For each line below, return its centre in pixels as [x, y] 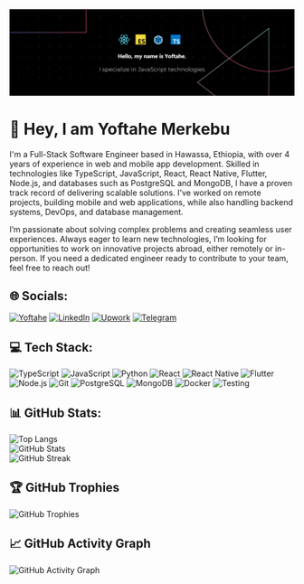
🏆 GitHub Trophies [65, 488]
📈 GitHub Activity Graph [80, 544]
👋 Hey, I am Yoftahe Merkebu [120, 129]
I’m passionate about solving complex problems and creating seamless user [151, 229]
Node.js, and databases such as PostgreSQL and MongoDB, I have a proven [151, 183]
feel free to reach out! [50, 268]
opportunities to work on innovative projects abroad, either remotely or [141, 249]
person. [24, 258]
